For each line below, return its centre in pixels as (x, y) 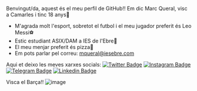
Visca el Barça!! (25, 82)
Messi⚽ (24, 32)
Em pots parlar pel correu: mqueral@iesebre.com (74, 53)
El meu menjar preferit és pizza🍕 (54, 47)
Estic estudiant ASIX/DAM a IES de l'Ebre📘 (66, 41)
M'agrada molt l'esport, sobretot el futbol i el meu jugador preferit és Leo (103, 26)
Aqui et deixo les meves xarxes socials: (54, 64)
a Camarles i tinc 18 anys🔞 (38, 15)
